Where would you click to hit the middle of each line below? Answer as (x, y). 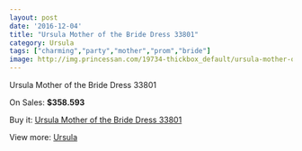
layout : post (34, 18)
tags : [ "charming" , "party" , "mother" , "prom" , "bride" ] (110, 51)
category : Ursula (42, 43)
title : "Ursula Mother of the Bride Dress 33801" (104, 34)
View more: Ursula (44, 137)
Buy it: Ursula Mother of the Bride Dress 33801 (96, 120)
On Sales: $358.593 (47, 102)
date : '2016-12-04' (46, 26)
